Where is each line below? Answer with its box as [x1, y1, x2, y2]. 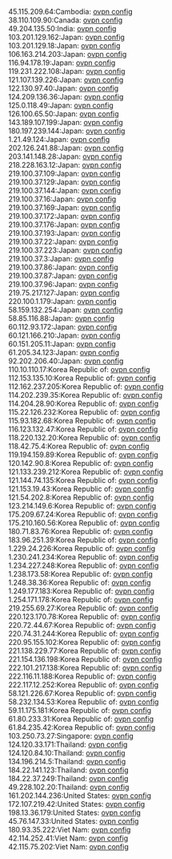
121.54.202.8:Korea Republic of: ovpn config [8, 492, 154, 502]
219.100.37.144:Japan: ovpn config [8, 186, 122, 195]
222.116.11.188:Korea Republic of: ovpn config [8, 671, 157, 681]
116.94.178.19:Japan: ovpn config [8, 58, 116, 67]
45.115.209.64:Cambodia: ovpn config [8, 7, 133, 16]
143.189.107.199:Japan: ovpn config [8, 118, 123, 127]
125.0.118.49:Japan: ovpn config [8, 100, 114, 110]
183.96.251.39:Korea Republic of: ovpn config [8, 535, 158, 545]
